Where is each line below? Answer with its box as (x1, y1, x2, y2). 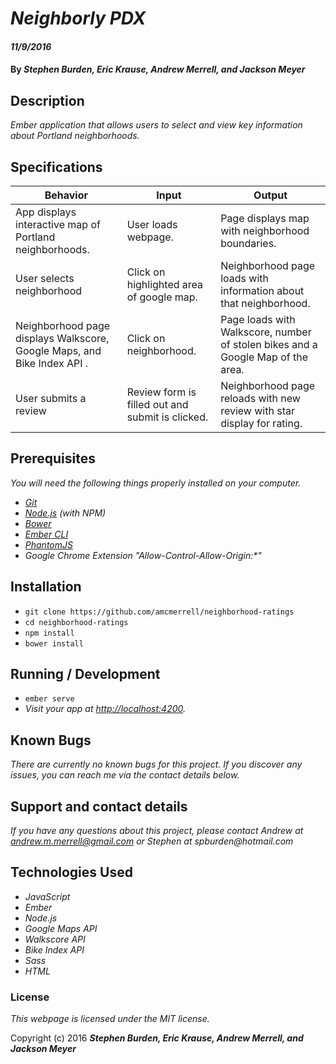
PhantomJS (24, 538, 73, 551)
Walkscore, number (220, 325, 312, 339)
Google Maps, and (15, 344, 102, 357)
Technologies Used (10, 864, 133, 881)
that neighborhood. (220, 297, 311, 310)
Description (10, 92, 85, 109)
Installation (10, 578, 82, 596)
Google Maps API (24, 922, 98, 934)
